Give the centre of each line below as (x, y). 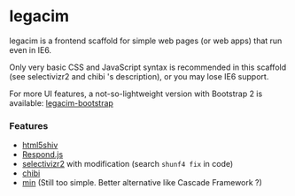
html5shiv (40, 145)
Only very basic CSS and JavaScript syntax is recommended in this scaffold (147, 67)
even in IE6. (30, 49)
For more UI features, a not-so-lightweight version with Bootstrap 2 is (136, 94)
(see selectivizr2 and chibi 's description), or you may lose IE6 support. (139, 76)
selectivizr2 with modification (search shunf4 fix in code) (128, 164)
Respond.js (43, 155)
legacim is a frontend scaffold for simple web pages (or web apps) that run (146, 41)
